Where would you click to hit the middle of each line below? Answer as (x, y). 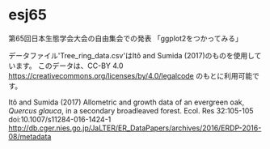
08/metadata (30, 136)
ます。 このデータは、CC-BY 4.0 (69, 66)
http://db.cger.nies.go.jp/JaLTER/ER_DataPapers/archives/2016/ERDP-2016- (135, 128)
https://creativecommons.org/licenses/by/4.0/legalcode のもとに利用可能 (131, 75)
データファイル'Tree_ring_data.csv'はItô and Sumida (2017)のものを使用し (131, 55)
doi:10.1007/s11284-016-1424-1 (60, 119)
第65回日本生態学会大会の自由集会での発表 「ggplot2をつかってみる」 (125, 38)
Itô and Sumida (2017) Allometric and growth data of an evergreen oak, (127, 102)
